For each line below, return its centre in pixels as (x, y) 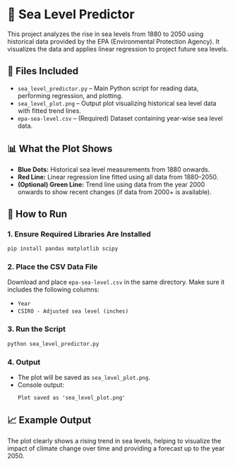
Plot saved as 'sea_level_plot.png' (71, 398)
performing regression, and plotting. (70, 95)
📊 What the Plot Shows (60, 149)
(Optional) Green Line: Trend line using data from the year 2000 (111, 184)
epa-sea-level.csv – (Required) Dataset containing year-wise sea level (120, 118)
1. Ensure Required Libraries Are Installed (79, 234)
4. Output (24, 362)
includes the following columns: (54, 289)
